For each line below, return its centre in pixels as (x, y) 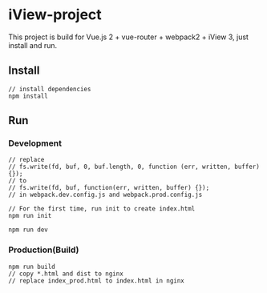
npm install (28, 96)
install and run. (33, 45)
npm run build (32, 267)
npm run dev (28, 230)
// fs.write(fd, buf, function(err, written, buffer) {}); (109, 188)
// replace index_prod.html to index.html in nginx (96, 281)
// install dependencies (50, 89)
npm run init (30, 216)
